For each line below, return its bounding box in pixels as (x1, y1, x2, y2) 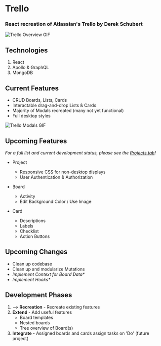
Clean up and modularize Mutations (12, 266, 85, 272)
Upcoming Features (5, 137, 67, 145)
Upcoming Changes (5, 248, 68, 256)
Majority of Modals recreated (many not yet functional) (12, 108, 124, 114)
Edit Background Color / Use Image (19, 198, 92, 204)
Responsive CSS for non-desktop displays (19, 169, 106, 175)
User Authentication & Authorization (19, 174, 93, 180)
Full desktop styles (12, 113, 51, 119)
